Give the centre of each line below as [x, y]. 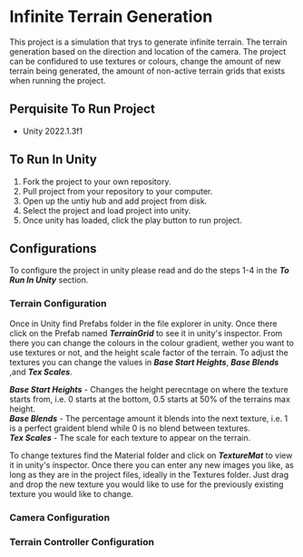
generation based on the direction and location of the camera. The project [148, 51]
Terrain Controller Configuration [82, 542]
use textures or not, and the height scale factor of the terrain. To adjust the [149, 353]
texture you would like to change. [72, 493]
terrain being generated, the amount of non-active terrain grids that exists [147, 71]
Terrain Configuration [58, 303]
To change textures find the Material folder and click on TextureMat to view [151, 455]
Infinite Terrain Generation [111, 17]
